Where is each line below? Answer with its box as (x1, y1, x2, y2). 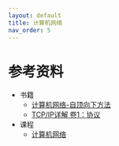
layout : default (8, 11, 61, 20)
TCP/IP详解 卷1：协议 (31, 110, 101, 119)
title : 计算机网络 (8, 19, 63, 27)
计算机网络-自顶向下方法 (31, 100, 112, 110)
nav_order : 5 (8, 26, 51, 34)
